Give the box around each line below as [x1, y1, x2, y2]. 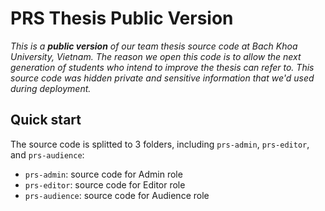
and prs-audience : [10, 148, 85, 161]
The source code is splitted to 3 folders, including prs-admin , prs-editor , [10, 138, 310, 150]
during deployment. [10, 82, 92, 94]
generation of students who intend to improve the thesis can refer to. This [10, 61, 315, 73]
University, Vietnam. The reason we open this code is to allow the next [10, 50, 302, 62]
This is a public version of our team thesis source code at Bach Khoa [10, 40, 298, 52]
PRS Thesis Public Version [10, 7, 234, 30]
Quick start [10, 112, 82, 129]
